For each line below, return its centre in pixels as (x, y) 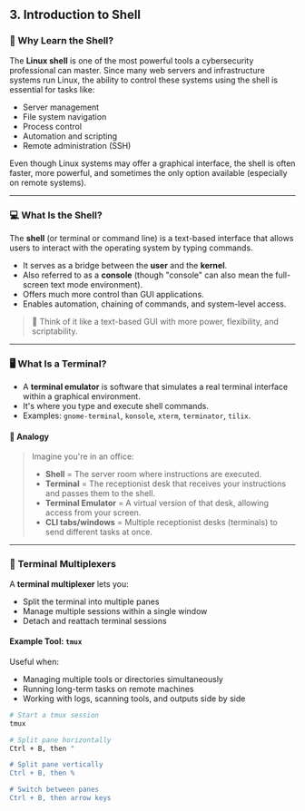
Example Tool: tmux (46, 641)
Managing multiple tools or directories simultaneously (123, 679)
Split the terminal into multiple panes (91, 601)
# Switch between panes (54, 790)
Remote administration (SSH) (77, 145)
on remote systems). (48, 182)
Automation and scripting (70, 136)
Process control (52, 126)
